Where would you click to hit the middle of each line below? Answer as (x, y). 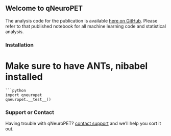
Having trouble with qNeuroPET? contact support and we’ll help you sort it (83, 123)
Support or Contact (30, 112)
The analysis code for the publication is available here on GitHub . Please (81, 20)
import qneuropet (24, 95)
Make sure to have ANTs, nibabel (77, 66)
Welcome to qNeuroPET (44, 8)
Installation (20, 44)
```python (16, 90)
